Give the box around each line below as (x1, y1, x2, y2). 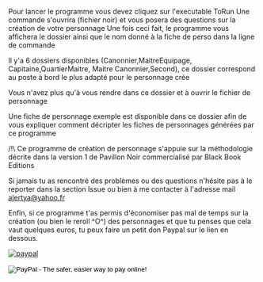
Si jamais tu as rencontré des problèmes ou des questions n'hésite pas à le (8, 176, 253, 185)
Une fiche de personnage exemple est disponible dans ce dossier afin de (8, 112, 247, 121)
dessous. (8, 234, 38, 242)
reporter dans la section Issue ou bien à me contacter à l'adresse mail (8, 185, 236, 193)
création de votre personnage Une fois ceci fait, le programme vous (8, 24, 230, 32)
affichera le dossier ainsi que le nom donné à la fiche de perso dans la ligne (8, 32, 255, 41)
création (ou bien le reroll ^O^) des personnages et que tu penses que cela (8, 217, 252, 226)
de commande (8, 40, 55, 50)
